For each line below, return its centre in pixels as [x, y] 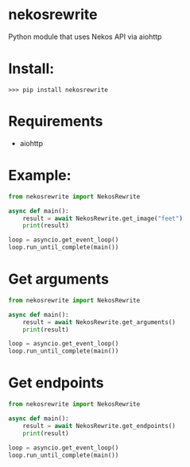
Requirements [56, 122]
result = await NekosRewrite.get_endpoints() [99, 426]
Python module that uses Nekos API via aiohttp [85, 37]
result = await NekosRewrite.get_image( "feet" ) [103, 218]
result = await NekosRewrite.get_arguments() [99, 322]
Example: [40, 176]
